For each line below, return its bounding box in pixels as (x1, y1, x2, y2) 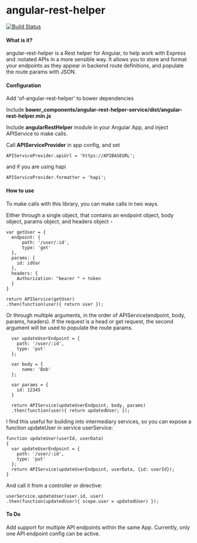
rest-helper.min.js (6, 112, 52, 119)
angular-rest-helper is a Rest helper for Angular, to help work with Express (6, 49, 186, 56)
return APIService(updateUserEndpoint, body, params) (11, 402, 146, 408)
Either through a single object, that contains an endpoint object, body (6, 211, 174, 218)
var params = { (11, 382, 49, 388)
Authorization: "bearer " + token (16, 275, 101, 281)
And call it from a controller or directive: (6, 482, 103, 489)
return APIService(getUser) (6, 296, 75, 302)
